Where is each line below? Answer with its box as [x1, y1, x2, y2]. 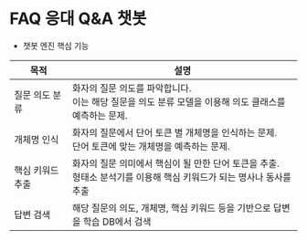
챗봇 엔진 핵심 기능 [22, 40, 90, 51]
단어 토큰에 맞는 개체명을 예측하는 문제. [71, 140, 230, 152]
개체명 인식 [14, 133, 59, 146]
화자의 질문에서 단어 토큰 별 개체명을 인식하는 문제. [71, 126, 277, 139]
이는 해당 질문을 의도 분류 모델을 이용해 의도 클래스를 [71, 95, 286, 108]
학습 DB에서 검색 [82, 215, 152, 228]
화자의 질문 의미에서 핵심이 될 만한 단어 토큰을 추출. [71, 157, 281, 170]
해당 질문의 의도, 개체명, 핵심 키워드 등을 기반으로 [71, 202, 271, 214]
